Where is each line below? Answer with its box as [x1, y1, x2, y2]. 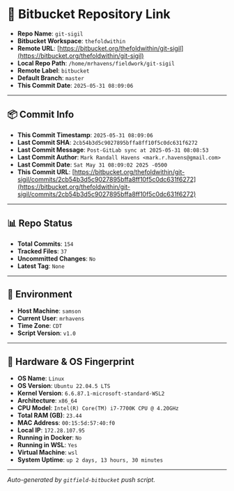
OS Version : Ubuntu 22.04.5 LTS [17, 382, 111, 390]
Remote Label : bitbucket [17, 66, 90, 75]
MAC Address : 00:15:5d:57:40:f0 [17, 419, 116, 427]
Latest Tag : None [17, 261, 65, 270]
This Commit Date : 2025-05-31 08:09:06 [17, 81, 134, 89]
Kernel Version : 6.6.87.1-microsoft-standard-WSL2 [17, 389, 165, 398]
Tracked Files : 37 [17, 247, 68, 255]
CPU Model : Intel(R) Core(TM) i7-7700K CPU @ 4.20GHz [17, 404, 179, 412]
